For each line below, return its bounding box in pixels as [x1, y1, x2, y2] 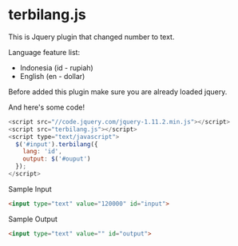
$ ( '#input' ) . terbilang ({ [15, 140, 98, 149]
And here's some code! [8, 102, 85, 112]
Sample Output [8, 214, 58, 224]
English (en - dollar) [19, 71, 85, 81]
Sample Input [8, 184, 52, 193]
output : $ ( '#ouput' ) [22, 155, 91, 163]
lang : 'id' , [22, 148, 62, 156]
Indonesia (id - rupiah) [19, 62, 93, 73]
